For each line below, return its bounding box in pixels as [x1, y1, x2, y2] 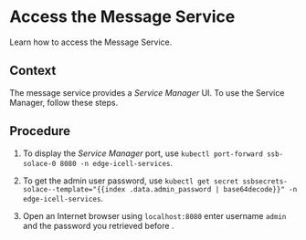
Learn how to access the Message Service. [9, 37, 173, 47]
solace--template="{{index [22, 184, 126, 193]
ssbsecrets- [241, 176, 288, 186]
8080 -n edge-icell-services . [59, 157, 174, 168]
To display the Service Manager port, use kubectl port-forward [22, 148, 263, 159]
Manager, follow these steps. [9, 97, 119, 108]
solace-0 [22, 159, 57, 168]
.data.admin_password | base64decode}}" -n [129, 184, 298, 193]
